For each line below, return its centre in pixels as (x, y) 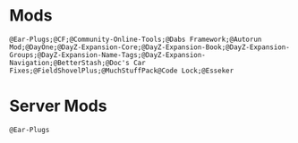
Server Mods (58, 106)
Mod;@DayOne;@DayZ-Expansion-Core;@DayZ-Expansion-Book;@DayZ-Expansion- (150, 47)
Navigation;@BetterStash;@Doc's (69, 63)
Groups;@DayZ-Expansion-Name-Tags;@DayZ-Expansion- (107, 55)
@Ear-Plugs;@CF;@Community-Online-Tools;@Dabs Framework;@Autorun (136, 39)
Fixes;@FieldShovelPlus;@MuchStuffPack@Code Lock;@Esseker (122, 71)
